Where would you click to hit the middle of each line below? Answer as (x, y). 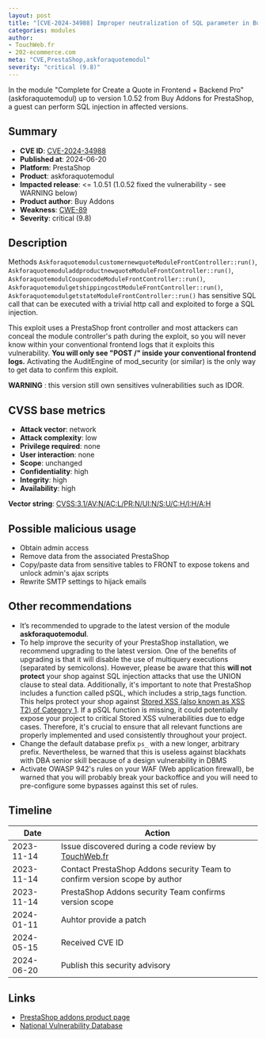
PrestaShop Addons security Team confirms (143, 891)
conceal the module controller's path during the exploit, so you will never (127, 336)
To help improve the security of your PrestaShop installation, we (124, 642)
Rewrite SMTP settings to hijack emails (83, 581)
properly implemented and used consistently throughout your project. (133, 735)
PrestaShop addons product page (75, 1017)
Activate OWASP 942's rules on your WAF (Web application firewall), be (137, 768)
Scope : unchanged (51, 463)
